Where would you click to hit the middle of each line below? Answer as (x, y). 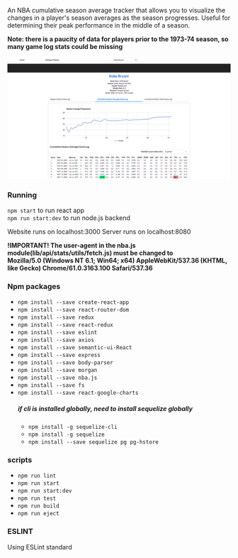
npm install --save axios (56, 340)
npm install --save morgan (57, 371)
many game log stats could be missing (65, 46)
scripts (20, 460)
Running (22, 195)
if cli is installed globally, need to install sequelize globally (105, 408)
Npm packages (34, 286)
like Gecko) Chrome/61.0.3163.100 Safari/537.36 (80, 268)
